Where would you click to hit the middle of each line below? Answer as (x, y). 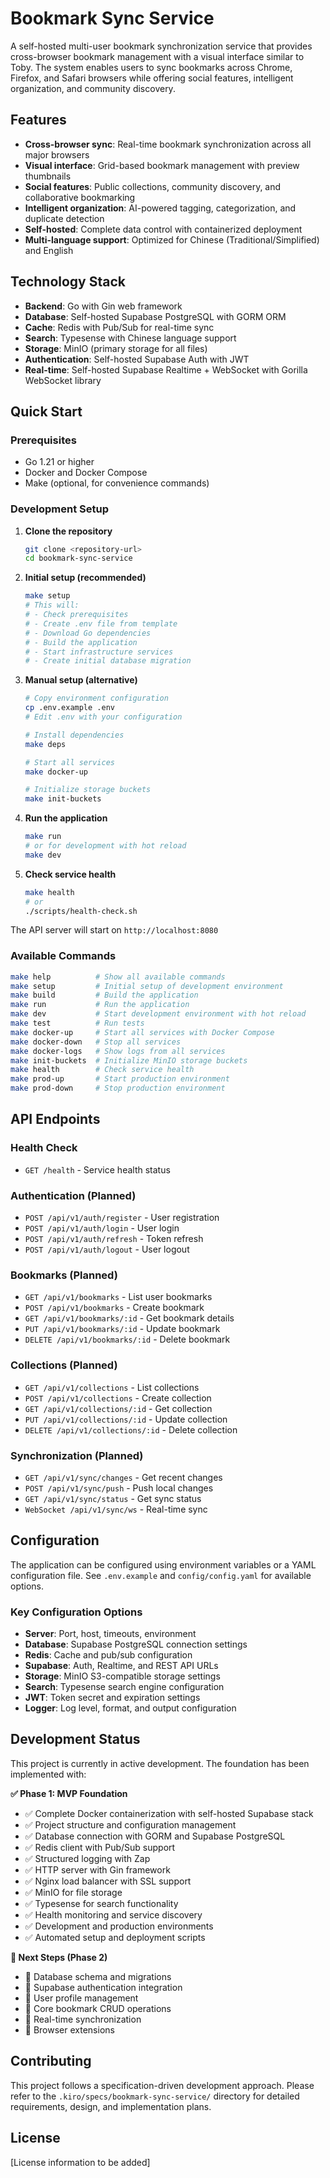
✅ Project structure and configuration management (130, 1824)
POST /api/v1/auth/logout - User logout (107, 1249)
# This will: (52, 605)
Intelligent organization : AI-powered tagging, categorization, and (160, 208)
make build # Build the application (104, 995)
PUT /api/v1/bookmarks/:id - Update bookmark (122, 1329)
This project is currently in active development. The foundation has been (160, 1763)
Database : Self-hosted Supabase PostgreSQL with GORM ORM (155, 316)
